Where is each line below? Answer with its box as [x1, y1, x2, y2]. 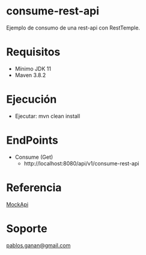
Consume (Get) [14, 153, 53, 161]
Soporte [6, 221, 47, 235]
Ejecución [6, 93, 57, 106]
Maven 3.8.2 [14, 71, 46, 79]
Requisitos [6, 45, 61, 59]
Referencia [6, 180, 62, 194]
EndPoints [6, 134, 58, 147]
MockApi [6, 200, 29, 208]
